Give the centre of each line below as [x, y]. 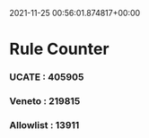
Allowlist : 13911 [44, 125]
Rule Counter [59, 49]
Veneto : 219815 [45, 101]
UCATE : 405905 [47, 77]
